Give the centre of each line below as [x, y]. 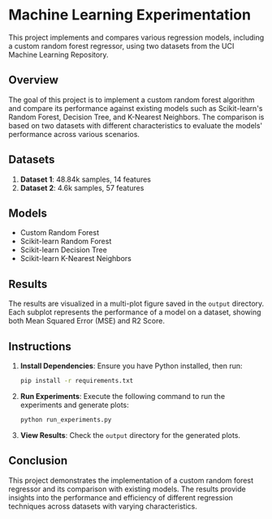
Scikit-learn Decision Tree [63, 250]
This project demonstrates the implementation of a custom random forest [131, 480]
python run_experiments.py [66, 419]
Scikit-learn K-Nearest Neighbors [76, 259]
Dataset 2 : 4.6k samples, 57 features [82, 187]
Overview [34, 80]
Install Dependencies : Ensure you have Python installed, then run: [131, 366]
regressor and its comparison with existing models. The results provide [127, 489]
